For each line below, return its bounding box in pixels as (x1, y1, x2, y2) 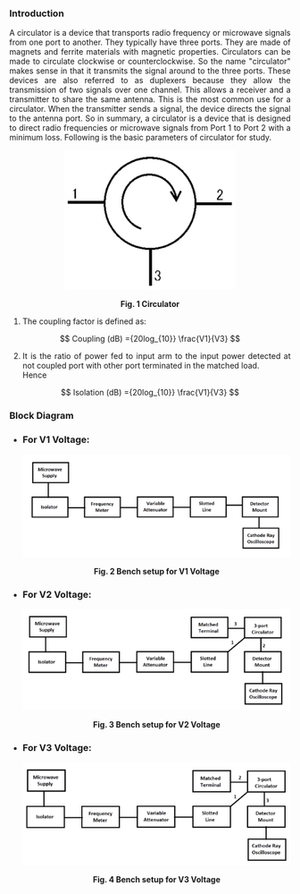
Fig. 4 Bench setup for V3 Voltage (92, 873, 221, 884)
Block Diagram (9, 410, 74, 422)
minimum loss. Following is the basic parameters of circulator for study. (9, 132, 272, 143)
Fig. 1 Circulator (120, 299, 180, 310)
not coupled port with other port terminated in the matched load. (21, 361, 260, 371)
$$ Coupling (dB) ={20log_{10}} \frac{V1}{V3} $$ (59, 334, 241, 345)
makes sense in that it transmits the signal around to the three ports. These (9, 65, 291, 76)
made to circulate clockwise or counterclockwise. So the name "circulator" (9, 56, 291, 67)
